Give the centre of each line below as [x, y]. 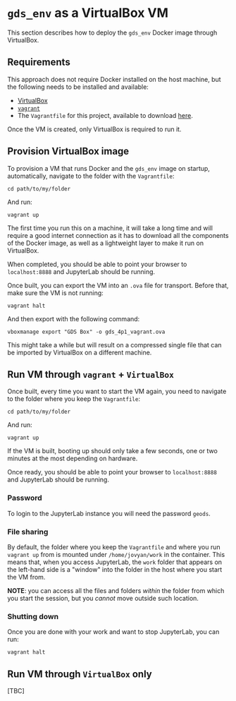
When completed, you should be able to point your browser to [97, 264]
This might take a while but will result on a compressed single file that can [114, 344]
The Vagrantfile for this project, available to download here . [105, 115]
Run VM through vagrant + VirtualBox [91, 375]
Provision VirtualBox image [68, 151]
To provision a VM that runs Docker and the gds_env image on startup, [108, 168]
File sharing [28, 532]
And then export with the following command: [74, 318]
